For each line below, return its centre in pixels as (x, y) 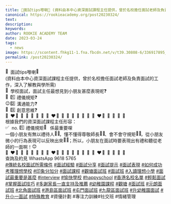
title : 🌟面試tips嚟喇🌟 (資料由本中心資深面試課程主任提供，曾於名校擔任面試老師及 (83, 10)
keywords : (16, 29)
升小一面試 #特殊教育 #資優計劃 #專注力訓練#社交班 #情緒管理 (71, 196)
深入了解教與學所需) (35, 85)
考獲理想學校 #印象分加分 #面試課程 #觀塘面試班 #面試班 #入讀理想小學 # (82, 171)
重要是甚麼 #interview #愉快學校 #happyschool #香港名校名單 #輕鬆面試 (90, 178)
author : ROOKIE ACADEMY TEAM (36, 33)
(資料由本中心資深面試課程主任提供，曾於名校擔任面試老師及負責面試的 (80, 79)
